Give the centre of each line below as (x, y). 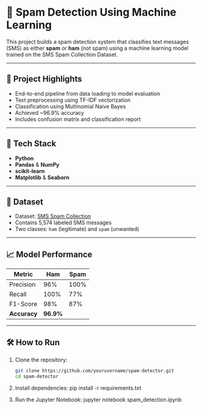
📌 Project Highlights (44, 79)
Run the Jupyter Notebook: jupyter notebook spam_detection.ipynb (98, 399)
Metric (23, 274)
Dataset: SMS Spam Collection (53, 217)
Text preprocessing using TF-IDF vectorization (73, 100)
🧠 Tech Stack (31, 144)
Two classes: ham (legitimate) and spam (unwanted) (77, 229)
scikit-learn (30, 171)
